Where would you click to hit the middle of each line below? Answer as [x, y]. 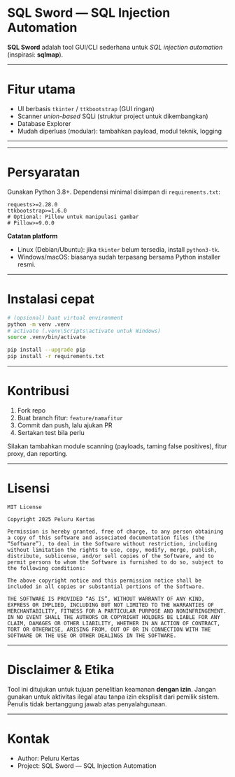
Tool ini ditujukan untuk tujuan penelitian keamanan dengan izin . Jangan [112, 689]
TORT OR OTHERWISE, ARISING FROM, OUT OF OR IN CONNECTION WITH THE [109, 629]
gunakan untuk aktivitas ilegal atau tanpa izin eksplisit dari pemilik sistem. [113, 697]
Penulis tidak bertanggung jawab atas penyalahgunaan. [87, 704]
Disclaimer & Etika [61, 670]
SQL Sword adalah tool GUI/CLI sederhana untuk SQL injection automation [115, 47]
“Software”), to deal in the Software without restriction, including [112, 543]
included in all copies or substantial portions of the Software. [106, 586]
